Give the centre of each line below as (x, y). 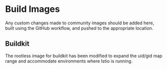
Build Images (33, 9)
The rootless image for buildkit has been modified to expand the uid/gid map (84, 56)
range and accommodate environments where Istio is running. (69, 61)
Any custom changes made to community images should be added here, (80, 23)
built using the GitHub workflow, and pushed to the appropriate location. (79, 28)
